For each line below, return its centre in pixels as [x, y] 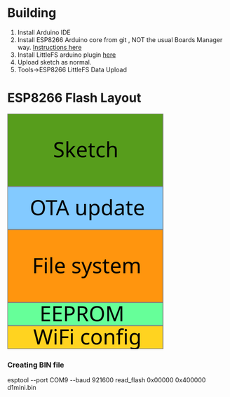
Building [32, 13]
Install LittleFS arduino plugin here [67, 55]
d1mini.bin [22, 388]
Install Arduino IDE [44, 32]
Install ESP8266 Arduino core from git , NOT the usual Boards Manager [120, 39]
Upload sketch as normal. [54, 62]
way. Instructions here [49, 47]
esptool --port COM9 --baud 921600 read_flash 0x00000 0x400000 [107, 380]
